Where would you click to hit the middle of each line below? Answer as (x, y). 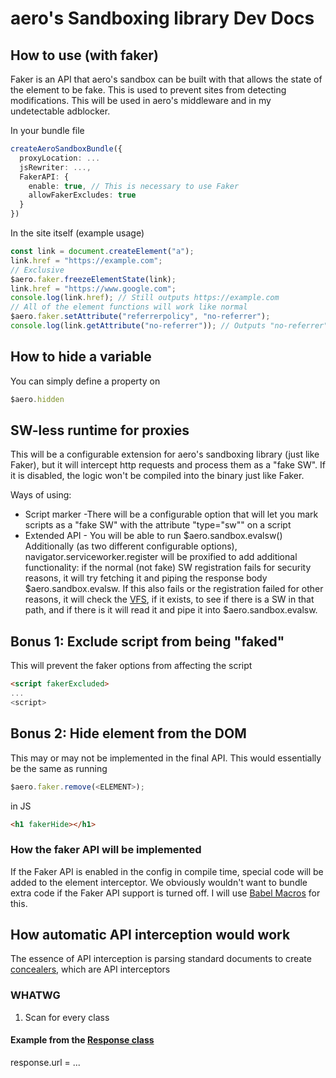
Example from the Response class (82, 1040)
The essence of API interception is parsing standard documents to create (161, 959)
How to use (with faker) (84, 55)
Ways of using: (41, 495)
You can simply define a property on (85, 381)
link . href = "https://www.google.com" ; (93, 288)
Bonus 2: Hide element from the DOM (128, 733)
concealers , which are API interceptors (90, 969)
